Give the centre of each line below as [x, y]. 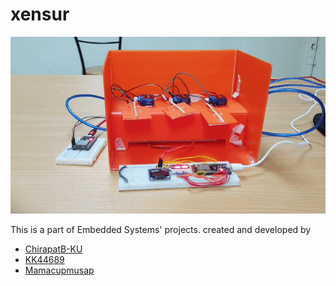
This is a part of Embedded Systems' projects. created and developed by [161, 229]
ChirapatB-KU [53, 249]
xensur [40, 14]
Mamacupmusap [59, 270]
